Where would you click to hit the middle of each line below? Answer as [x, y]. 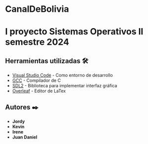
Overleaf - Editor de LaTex [39, 91]
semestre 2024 [37, 42]
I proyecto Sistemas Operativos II [74, 32]
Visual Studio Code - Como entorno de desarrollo [62, 75]
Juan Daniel [25, 137]
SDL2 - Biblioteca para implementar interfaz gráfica [65, 86]
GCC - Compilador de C [37, 80]
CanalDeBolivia [37, 9]
